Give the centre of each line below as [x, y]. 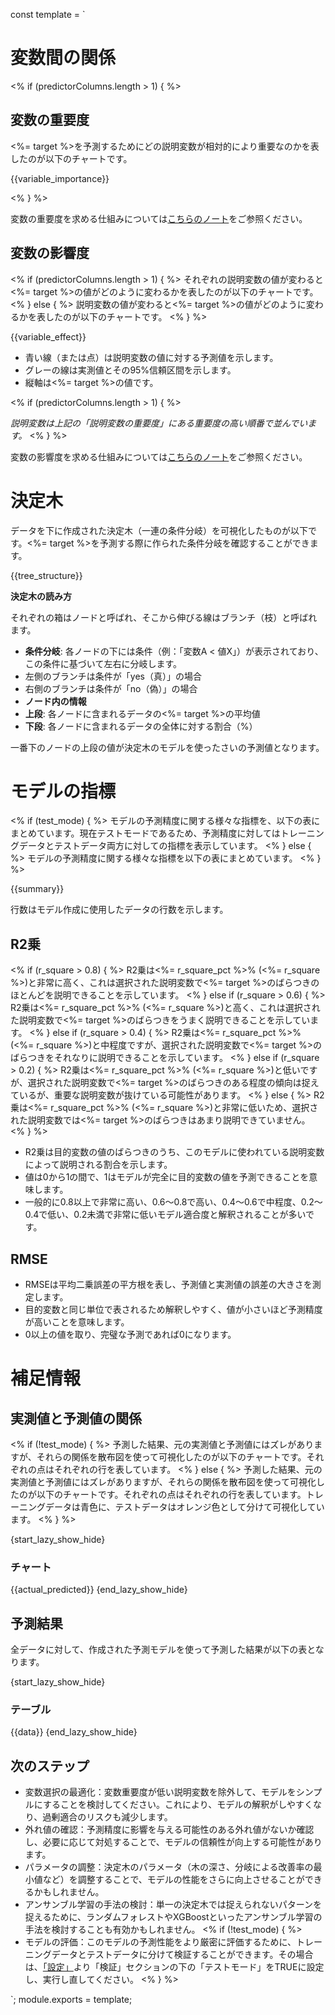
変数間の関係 [63, 58]
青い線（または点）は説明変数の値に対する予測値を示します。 [151, 357]
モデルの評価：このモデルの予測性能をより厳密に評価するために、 [160, 1942]
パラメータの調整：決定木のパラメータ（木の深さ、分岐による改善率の [169, 1867]
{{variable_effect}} [48, 336]
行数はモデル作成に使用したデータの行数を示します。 [119, 910]
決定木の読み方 [41, 596]
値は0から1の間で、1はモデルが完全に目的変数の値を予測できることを [167, 1177]
